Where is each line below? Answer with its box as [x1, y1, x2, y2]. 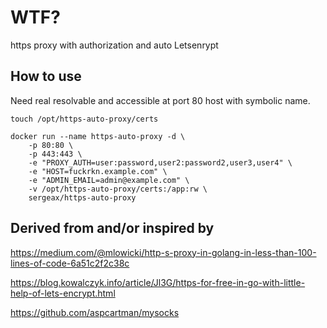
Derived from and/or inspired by [10, 220, 215, 237]
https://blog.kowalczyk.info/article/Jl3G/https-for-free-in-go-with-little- [10, 276, 306, 288]
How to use [10, 68, 82, 85]
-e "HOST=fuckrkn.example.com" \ [28, 166, 168, 176]
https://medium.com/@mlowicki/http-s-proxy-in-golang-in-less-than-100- [10, 246, 317, 258]
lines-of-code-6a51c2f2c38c [10, 257, 130, 269]
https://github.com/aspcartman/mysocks [10, 306, 180, 318]
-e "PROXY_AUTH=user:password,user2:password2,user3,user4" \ [28, 157, 293, 168]
